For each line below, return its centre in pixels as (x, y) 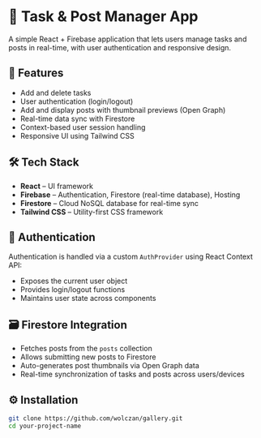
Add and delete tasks (56, 92)
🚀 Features (36, 73)
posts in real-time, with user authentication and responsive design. (120, 47)
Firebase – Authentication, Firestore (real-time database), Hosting (130, 195)
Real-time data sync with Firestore (77, 118)
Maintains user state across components (88, 298)
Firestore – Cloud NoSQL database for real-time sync (109, 203)
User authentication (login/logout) (77, 101)
